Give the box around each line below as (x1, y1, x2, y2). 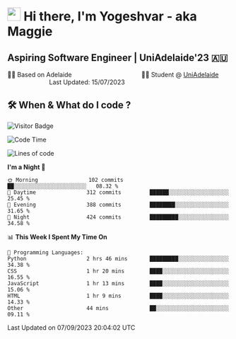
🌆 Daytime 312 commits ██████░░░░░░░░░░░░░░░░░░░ (7, 188, 230, 196)
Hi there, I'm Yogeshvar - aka (23, 8, 198, 25)
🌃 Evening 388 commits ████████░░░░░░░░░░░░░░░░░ (7, 201, 230, 208)
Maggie (7, 23, 53, 40)
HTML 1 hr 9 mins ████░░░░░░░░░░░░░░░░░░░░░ (7, 292, 230, 299)
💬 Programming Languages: (7, 248, 83, 256)
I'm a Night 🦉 (7, 163, 46, 171)
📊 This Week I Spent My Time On (7, 232, 107, 241)
